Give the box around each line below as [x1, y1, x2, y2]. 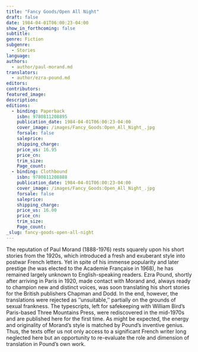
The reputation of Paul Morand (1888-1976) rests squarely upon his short [6, 246, 184, 253]
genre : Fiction [6, 36, 44, 42]
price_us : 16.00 [17, 207, 58, 214]
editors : [6, 81, 28, 87]
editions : [6, 102, 31, 109]
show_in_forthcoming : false [6, 25, 76, 31]
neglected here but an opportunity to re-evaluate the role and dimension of [6, 334, 190, 341]
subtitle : [6, 31, 31, 37]
